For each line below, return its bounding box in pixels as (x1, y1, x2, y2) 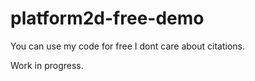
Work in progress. (10, 59, 84, 71)
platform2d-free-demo (10, 7, 205, 30)
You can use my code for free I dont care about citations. (10, 40, 245, 52)
